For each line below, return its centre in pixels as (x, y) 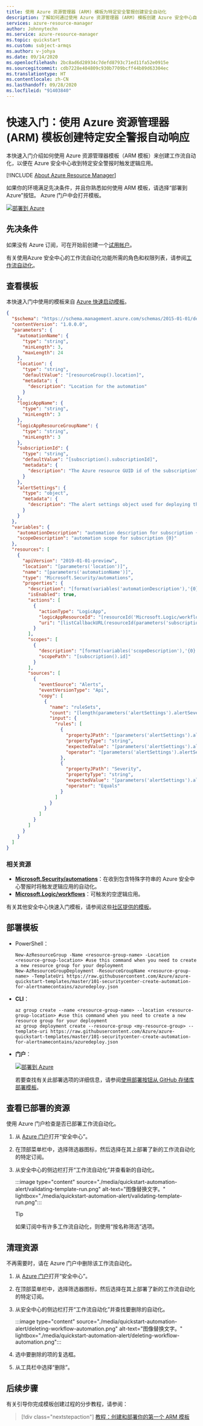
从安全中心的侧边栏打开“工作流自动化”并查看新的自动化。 (86, 1170)
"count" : (60, 713)
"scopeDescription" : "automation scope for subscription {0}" (97, 538)
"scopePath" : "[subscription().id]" (85, 656)
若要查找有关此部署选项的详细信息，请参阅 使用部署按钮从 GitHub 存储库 (105, 1079)
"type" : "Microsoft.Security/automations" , (78, 578)
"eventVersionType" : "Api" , (74, 691)
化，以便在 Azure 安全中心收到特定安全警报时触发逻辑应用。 (81, 163)
